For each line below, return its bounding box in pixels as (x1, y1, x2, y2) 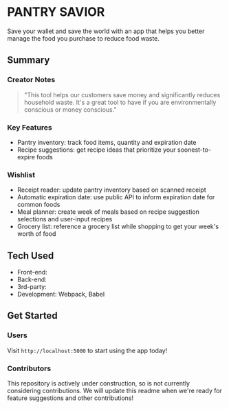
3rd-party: (17, 283, 47, 291)
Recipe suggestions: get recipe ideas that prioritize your (17, 146, 177, 154)
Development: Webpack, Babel (17, 290, 105, 299)
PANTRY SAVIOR (7, 4, 105, 20)
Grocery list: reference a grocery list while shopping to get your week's (17, 222, 219, 231)
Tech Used (7, 250, 54, 261)
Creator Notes (7, 75, 56, 85)
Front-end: (17, 268, 48, 277)
